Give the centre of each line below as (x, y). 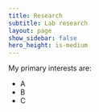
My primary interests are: (50, 68)
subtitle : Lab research (48, 23)
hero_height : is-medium (48, 46)
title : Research (35, 16)
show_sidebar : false (43, 38)
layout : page (30, 30)
